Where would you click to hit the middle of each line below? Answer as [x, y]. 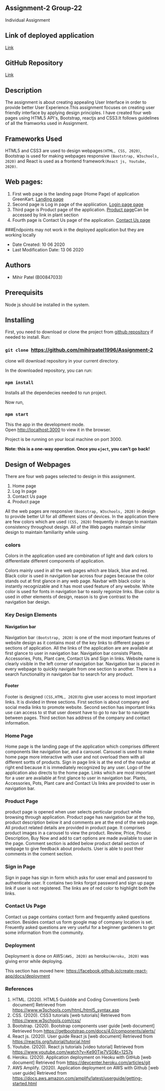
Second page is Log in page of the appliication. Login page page [78, 204]
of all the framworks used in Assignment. [47, 123]
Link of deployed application [50, 36]
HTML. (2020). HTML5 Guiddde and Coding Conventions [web [76, 1000]
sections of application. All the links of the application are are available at [79, 648]
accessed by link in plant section [45, 215]
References [19, 989]
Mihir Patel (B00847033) [37, 277]
